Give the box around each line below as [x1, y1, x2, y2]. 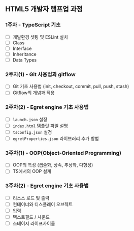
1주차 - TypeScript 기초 [5, 21, 61, 28]
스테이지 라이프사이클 [12, 220, 55, 226]
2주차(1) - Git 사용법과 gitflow [5, 71, 76, 78]
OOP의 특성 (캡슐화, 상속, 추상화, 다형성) [12, 162, 93, 168]
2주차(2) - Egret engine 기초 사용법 [5, 104, 89, 111]
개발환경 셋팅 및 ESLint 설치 [12, 34, 69, 40]
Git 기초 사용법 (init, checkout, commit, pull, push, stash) [12, 83, 129, 90]
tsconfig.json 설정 [12, 129, 52, 135]
